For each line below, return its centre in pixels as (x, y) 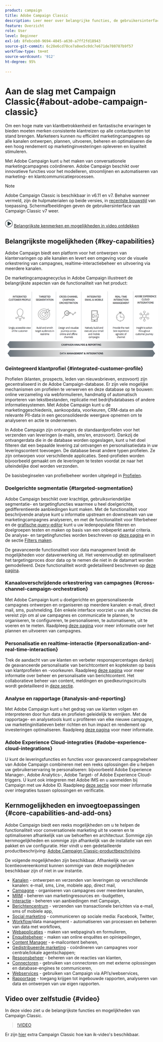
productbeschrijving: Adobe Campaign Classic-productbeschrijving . (73, 851)
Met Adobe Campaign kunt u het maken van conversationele (65, 161)
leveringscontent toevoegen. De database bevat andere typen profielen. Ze (80, 451)
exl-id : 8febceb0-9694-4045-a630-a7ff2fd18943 (53, 41)
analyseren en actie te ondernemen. (41, 420)
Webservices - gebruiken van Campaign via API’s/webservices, (75, 973)
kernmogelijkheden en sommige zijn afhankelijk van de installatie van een (78, 840)
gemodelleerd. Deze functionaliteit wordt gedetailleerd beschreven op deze (81, 565)
